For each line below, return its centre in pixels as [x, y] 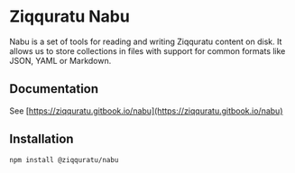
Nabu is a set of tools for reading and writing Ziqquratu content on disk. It [146, 41]
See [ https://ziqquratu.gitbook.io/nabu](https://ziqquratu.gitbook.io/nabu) [146, 111]
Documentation [54, 89]
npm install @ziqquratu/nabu [64, 159]
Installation [41, 139]
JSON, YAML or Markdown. [60, 60]
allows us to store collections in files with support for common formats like [147, 50]
